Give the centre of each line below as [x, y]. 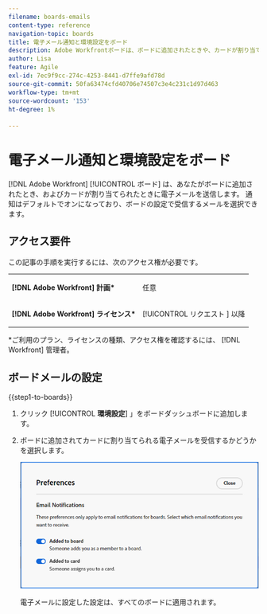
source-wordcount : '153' [49, 101]
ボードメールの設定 [55, 377]
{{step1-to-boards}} [41, 397]
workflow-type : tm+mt [44, 92]
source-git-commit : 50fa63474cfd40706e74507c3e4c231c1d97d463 [113, 84]
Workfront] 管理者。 [41, 350]
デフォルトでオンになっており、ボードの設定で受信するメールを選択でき [140, 204]
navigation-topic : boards [51, 33]
